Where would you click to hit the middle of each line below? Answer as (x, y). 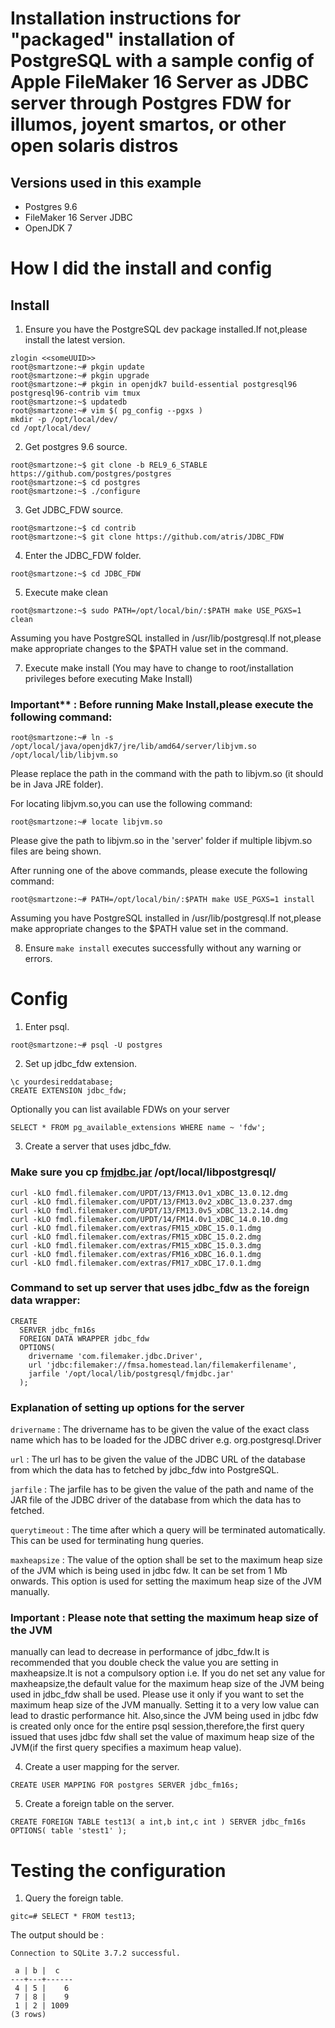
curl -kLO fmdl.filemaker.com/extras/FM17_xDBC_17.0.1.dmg (136, 1263)
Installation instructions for (126, 18)
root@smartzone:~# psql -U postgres (86, 1045)
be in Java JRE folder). (57, 784)
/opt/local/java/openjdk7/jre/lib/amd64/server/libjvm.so (133, 747)
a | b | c (37, 1971)
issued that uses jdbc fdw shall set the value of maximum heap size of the (162, 1737)
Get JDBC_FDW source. (74, 510)
